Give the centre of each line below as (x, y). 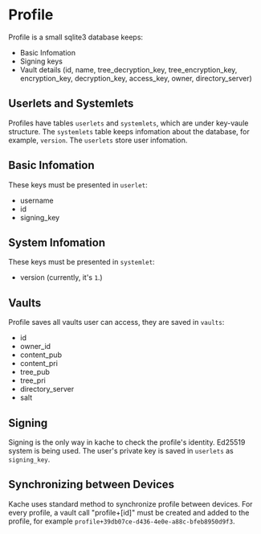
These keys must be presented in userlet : (78, 185)
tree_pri (33, 380)
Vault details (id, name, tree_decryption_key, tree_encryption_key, (128, 69)
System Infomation (57, 242)
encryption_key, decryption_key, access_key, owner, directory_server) (136, 78)
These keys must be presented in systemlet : (82, 262)
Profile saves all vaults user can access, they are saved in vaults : (116, 322)
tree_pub (35, 372)
